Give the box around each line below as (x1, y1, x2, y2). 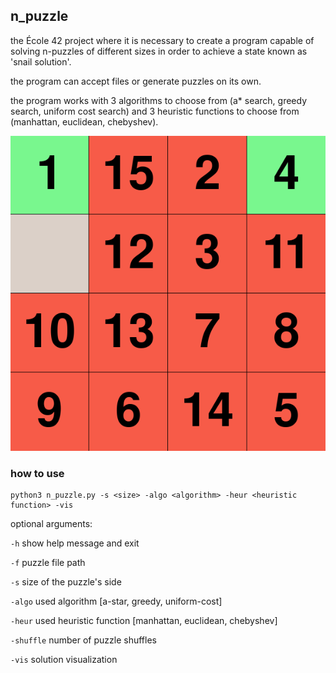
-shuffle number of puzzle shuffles (10, 634, 157, 646)
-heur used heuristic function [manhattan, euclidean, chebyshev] (10, 615, 278, 627)
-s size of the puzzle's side (10, 576, 122, 588)
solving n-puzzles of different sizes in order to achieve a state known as (10, 45, 308, 57)
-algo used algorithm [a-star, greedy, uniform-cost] (10, 595, 223, 608)
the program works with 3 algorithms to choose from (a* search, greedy (10, 94, 308, 106)
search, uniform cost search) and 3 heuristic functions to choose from (10, 105, 300, 117)
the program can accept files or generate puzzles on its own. (10, 75, 262, 87)
